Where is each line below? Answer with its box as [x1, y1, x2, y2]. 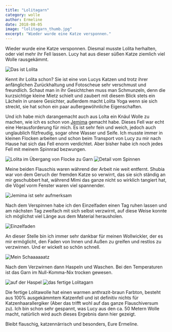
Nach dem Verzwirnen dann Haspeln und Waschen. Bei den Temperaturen [5, 264, 163, 270]
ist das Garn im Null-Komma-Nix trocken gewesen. [5, 269, 113, 275]
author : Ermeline [5, 17, 43, 22]
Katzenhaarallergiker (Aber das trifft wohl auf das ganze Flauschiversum [5, 300, 158, 306]
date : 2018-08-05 [5, 22, 43, 27]
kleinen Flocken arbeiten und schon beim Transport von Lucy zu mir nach [5, 135, 161, 141]
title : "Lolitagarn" [5, 7, 50, 13]
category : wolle [5, 12, 40, 17]
